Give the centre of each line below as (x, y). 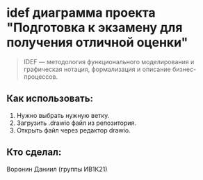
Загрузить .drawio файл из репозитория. (76, 123)
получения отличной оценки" (97, 43)
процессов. (41, 76)
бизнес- (184, 69)
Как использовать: (50, 99)
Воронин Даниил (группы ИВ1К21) (57, 169)
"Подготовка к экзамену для (95, 28)
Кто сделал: (34, 152)
